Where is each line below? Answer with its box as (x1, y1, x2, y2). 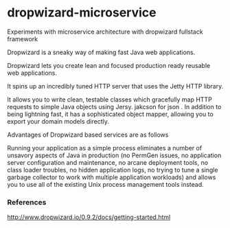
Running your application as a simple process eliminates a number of (7, 144, 203, 152)
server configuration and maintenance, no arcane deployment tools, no (7, 158, 208, 166)
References (7, 197, 47, 207)
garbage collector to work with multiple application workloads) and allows (7, 173, 216, 181)
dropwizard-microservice (7, 5, 157, 21)
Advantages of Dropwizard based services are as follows (7, 130, 169, 139)
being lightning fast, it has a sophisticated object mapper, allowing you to (7, 110, 214, 118)
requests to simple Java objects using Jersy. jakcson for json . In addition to (7, 102, 222, 111)
